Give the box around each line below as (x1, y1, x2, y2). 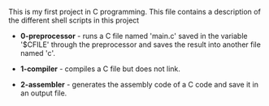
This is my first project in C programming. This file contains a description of (8, 7, 262, 16)
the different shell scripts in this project (8, 15, 140, 25)
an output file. (20, 88, 67, 98)
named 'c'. (20, 49, 55, 57)
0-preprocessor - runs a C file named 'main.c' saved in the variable (20, 32, 248, 40)
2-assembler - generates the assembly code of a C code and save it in (20, 80, 258, 89)
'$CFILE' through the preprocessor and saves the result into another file (20, 40, 262, 49)
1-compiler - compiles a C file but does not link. (20, 64, 181, 74)
